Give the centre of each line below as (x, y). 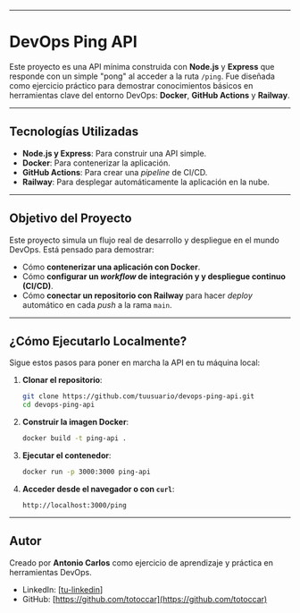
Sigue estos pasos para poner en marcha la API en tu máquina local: (135, 362)
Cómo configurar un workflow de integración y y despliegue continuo (154, 276)
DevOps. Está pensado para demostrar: (82, 249)
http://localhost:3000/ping (74, 505)
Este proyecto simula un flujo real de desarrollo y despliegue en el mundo (144, 240)
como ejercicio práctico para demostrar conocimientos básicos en (131, 85)
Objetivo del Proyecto (71, 219)
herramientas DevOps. (50, 572)
